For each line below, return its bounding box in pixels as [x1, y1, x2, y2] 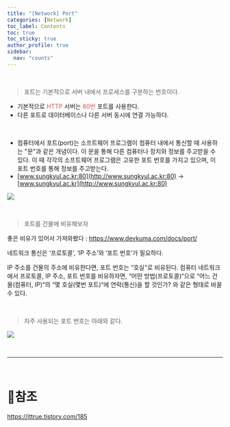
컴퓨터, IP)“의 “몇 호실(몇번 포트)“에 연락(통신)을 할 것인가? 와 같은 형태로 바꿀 [14, 280, 222, 289]
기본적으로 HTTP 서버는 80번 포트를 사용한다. [16, 102, 140, 110]
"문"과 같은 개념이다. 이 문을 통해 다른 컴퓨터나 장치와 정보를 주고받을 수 [24, 147, 216, 155]
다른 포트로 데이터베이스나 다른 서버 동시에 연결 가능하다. [16, 110, 169, 119]
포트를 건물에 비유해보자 [23, 219, 89, 228]
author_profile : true [7, 42, 69, 49]
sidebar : [7, 49, 32, 56]
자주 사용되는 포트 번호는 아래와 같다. [23, 317, 123, 325]
